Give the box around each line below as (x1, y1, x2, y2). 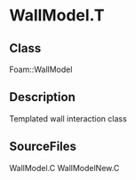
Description (9, 90, 76, 105)
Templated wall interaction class (9, 113, 127, 124)
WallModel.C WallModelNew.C (9, 162, 120, 173)
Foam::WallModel (9, 64, 73, 74)
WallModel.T (9, 5, 105, 26)
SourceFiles (9, 139, 77, 154)
